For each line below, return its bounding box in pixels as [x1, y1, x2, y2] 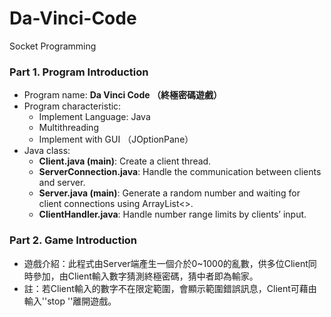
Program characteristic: [23, 100, 122, 112]
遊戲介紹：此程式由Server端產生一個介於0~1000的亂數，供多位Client [23, 257, 309, 269]
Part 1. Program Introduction [9, 65, 149, 79]
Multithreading [38, 122, 99, 134]
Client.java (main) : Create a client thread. [38, 155, 212, 167]
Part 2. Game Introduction [9, 233, 138, 247]
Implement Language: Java [38, 111, 151, 123]
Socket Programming [9, 40, 97, 52]
